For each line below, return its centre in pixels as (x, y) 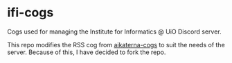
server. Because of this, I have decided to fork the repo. (87, 52)
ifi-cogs (30, 13)
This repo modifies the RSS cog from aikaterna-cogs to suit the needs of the (116, 45)
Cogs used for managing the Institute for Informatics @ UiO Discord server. (114, 32)
